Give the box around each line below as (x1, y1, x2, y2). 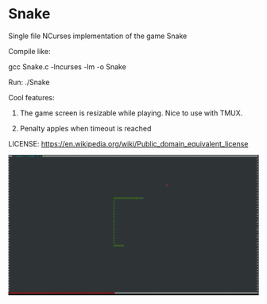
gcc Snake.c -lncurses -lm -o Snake (8, 61, 127, 72)
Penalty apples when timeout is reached (19, 123, 152, 133)
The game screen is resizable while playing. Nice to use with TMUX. (19, 108, 243, 118)
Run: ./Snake (8, 77, 50, 87)
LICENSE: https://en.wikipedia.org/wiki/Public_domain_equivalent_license (8, 138, 249, 148)
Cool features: (8, 92, 55, 102)
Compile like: (8, 46, 51, 56)
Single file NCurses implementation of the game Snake (8, 31, 188, 41)
